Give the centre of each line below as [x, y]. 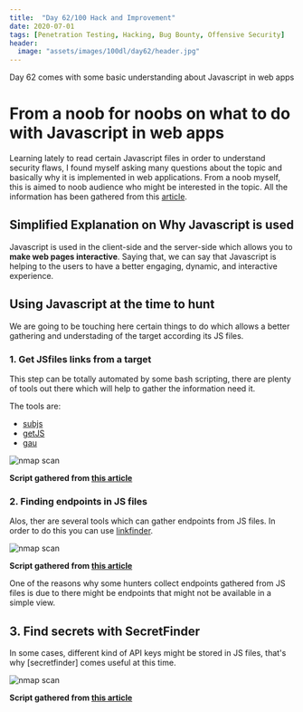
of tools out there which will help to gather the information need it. [133, 388]
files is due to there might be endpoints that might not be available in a [140, 593]
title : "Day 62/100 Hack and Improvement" [93, 18]
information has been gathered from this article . [99, 197]
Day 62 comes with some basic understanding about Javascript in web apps [152, 77]
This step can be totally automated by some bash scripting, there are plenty [150, 379]
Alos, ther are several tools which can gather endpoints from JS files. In [142, 521]
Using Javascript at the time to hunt [112, 304]
